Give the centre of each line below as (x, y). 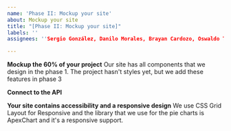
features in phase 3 (34, 79)
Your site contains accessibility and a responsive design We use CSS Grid (114, 106)
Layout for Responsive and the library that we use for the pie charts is (106, 113)
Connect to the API (35, 93)
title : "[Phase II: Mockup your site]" (64, 26)
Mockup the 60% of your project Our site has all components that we (106, 64)
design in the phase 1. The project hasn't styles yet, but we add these (106, 72)
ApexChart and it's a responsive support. (65, 120)
